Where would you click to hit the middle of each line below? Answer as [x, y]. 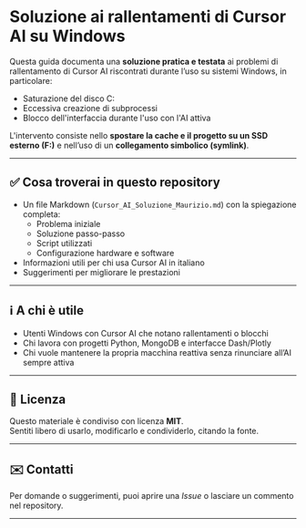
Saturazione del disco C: [69, 98]
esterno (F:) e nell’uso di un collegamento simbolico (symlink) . [129, 145]
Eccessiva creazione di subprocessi [90, 108]
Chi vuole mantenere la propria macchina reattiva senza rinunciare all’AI [157, 352]
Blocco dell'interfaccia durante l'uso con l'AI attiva [117, 118]
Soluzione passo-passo [81, 233]
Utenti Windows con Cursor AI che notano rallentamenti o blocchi [145, 333]
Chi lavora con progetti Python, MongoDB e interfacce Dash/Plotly [147, 343]
